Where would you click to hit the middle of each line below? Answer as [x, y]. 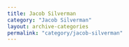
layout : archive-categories [48, 26]
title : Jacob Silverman [42, 13]
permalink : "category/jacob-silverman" [65, 33]
